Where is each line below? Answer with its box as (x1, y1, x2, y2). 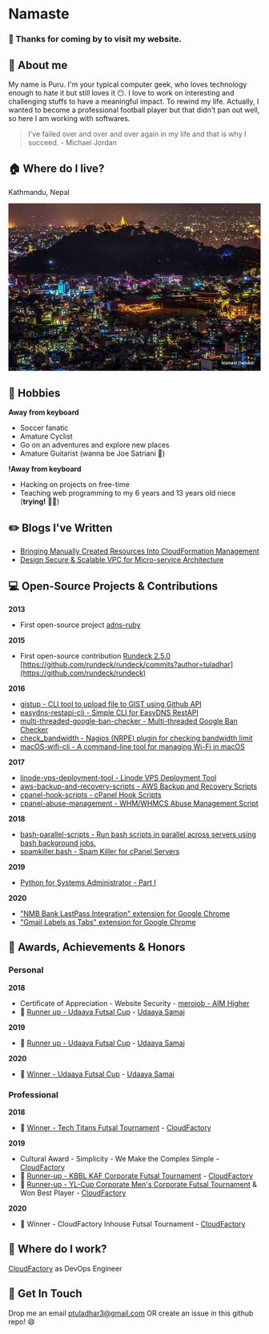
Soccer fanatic (19, 423, 69, 433)
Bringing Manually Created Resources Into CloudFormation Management (19, 546, 260, 556)
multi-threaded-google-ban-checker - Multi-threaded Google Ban (19, 716, 238, 726)
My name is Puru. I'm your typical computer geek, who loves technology (8, 79, 247, 89)
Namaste (8, 5, 70, 23)
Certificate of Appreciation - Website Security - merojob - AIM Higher (19, 998, 250, 1008)
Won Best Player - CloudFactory (19, 1188, 126, 1198)
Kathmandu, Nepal (8, 187, 70, 197)
